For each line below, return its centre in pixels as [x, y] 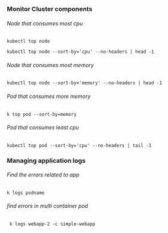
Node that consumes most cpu [45, 23]
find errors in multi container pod [48, 206]
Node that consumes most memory [51, 65]
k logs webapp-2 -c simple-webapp [52, 224]
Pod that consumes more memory [49, 96]
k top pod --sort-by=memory [42, 114]
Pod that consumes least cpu [43, 127]
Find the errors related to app [43, 175]
